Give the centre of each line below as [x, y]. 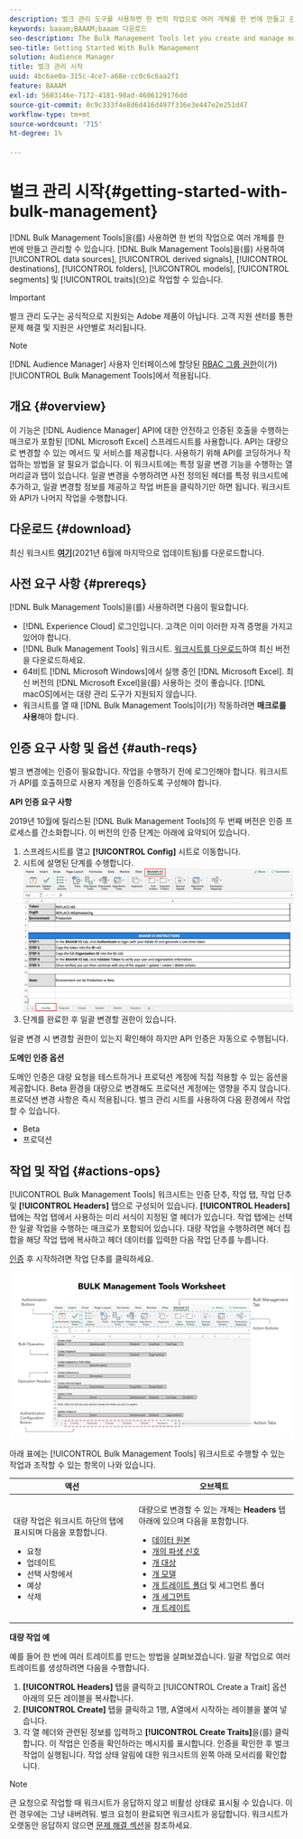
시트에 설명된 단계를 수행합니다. [78, 863]
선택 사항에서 [50, 1573]
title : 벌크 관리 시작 [46, 67]
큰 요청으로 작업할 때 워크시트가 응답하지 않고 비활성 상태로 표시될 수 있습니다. [147, 1803]
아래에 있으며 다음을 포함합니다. [194, 1520]
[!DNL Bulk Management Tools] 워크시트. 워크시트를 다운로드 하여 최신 [147, 649]
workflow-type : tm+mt [50, 114]
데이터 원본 [171, 1540]
